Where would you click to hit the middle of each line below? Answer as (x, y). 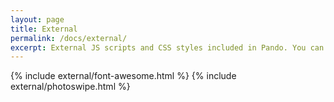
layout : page (37, 19)
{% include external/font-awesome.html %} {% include (123, 76)
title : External (44, 29)
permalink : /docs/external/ (69, 38)
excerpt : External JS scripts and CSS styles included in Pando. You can (167, 47)
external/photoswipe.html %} (70, 87)
